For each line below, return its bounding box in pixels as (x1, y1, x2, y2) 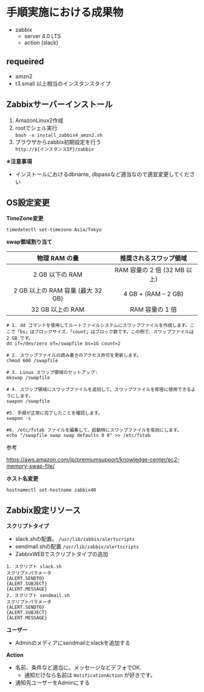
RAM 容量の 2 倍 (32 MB (114, 266, 185, 274)
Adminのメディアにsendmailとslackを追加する (15, 639, 131, 646)
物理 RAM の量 (36, 254, 79, 263)
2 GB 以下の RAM (33, 271, 83, 279)
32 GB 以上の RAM (31, 305, 85, 314)
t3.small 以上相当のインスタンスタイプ (15, 80, 111, 87)
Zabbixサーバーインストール (6, 100, 113, 110)
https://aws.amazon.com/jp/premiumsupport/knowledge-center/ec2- (6, 456, 180, 463)
